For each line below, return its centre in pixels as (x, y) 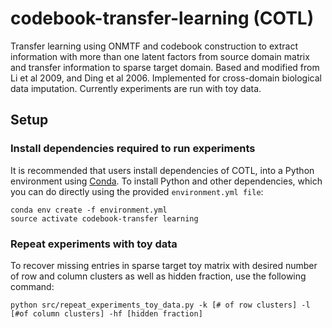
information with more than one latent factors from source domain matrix (160, 56)
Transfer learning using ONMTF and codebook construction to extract (154, 46)
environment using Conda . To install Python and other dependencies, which (166, 181)
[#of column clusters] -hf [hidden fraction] (106, 313)
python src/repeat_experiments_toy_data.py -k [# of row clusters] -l (160, 305)
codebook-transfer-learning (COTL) (162, 18)
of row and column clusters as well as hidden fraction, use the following (158, 276)
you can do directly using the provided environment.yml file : (137, 191)
